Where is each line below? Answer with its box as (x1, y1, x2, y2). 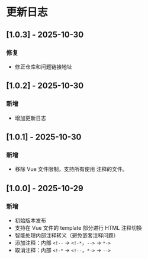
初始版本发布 (14, 217, 46, 224)
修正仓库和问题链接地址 (14, 63, 72, 70)
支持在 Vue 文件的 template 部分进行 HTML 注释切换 (14, 224, 142, 231)
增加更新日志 (14, 114, 46, 121)
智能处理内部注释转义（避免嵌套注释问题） (14, 232, 119, 239)
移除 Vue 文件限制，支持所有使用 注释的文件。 (14, 166, 128, 173)
